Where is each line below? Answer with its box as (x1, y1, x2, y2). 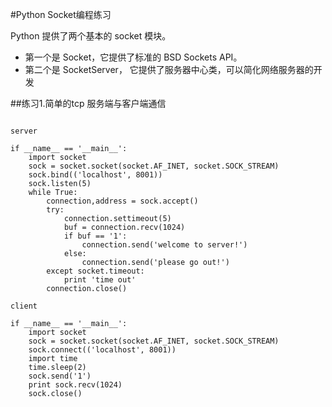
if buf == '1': (63, 231, 128, 241)
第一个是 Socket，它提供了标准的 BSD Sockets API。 (24, 51, 243, 63)
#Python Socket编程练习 (10, 9, 112, 20)
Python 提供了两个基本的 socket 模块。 (10, 30, 172, 42)
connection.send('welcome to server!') (81, 240, 248, 250)
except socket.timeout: (46, 266, 145, 276)
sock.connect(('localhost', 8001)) (28, 345, 177, 355)
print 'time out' (63, 275, 137, 285)
